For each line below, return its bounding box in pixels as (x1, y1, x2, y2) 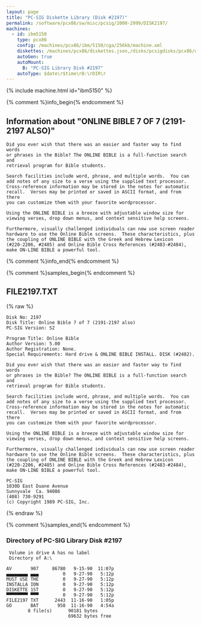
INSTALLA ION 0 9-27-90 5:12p (6, 582, 114, 588)
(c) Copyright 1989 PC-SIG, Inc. (6, 498, 90, 505)
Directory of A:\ (8, 555, 52, 561)
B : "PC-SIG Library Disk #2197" (22, 64, 103, 71)
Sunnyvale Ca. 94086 (6, 488, 61, 494)
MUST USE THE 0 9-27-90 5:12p (6, 576, 114, 582)
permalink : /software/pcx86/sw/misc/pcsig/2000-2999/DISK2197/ (6, 20, 168, 26)
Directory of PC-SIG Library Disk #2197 (6, 536, 122, 544)
